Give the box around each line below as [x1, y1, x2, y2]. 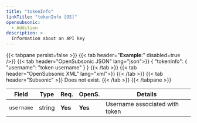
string [39, 104, 55, 111]
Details [137, 90, 157, 98]
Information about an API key [11, 36, 85, 41]
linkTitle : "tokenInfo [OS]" [6, 14, 77, 20]
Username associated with [105, 100, 179, 108]
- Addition [11, 24, 38, 31]
